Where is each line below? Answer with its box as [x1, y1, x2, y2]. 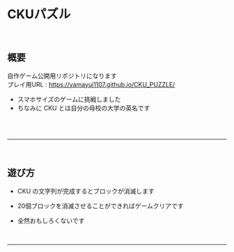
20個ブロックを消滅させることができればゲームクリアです [17, 201, 184, 210]
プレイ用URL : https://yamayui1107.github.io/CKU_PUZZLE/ [7, 80, 175, 88]
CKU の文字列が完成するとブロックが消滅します [17, 187, 155, 195]
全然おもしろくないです [17, 216, 85, 225]
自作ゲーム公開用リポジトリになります [7, 71, 117, 80]
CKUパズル [7, 6, 71, 22]
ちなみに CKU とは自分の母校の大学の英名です [17, 104, 150, 112]
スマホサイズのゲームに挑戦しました [17, 95, 121, 103]
